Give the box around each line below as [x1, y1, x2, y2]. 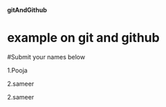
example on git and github [7, 30, 160, 46]
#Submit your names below [7, 52, 85, 61]
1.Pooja [7, 66, 28, 75]
